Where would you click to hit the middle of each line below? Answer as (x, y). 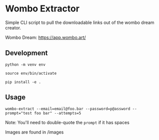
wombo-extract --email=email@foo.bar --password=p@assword (68, 109)
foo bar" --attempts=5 (58, 113)
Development (27, 53)
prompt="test (19, 113)
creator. (13, 27)
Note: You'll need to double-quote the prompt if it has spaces (67, 122)
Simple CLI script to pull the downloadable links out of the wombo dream (80, 22)
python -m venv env (25, 65)
